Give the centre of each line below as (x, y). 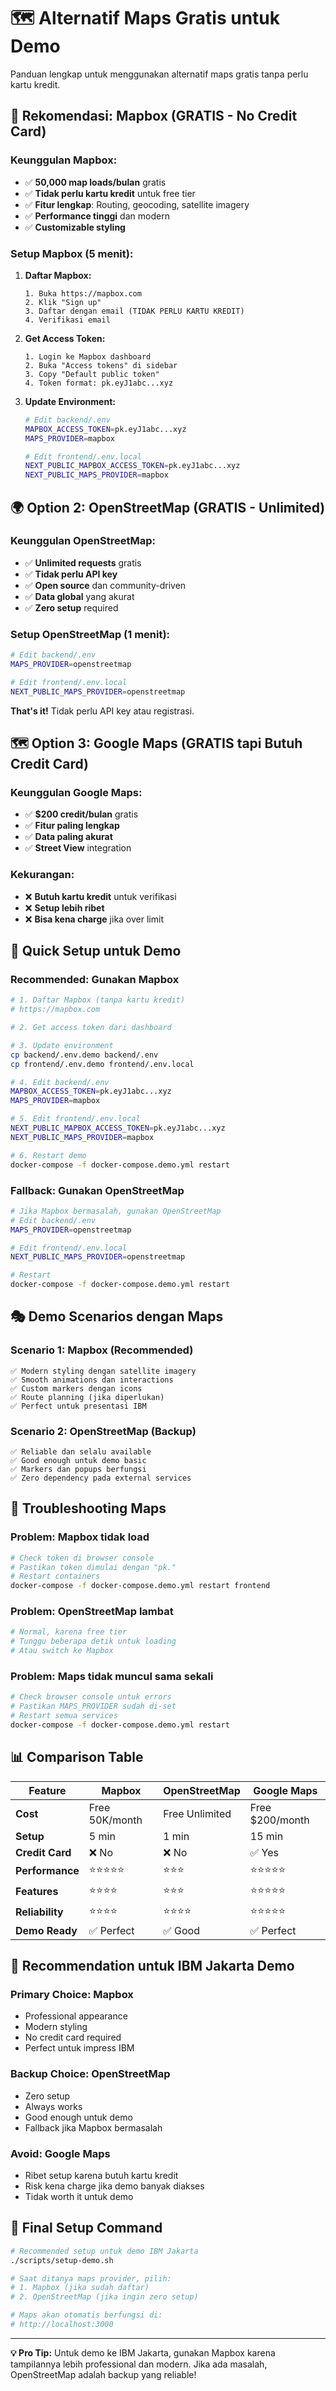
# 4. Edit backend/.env (60, 1082)
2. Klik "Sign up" (63, 302)
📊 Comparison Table (77, 1757)
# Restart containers (55, 1576)
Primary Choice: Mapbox (72, 1995)
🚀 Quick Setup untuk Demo (96, 951)
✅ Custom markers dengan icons (76, 1388)
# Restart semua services (64, 1716)
